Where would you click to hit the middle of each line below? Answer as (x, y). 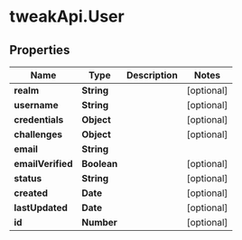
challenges (38, 134)
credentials (39, 120)
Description (152, 75)
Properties (40, 50)
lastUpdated (41, 208)
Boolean (99, 164)
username (36, 105)
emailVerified (43, 164)
